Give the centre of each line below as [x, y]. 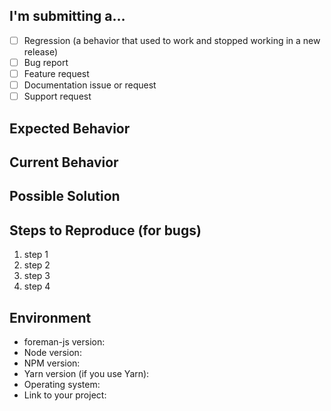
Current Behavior [64, 162]
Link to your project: [65, 395]
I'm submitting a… [67, 16]
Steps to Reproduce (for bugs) [105, 230]
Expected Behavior [70, 128]
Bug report [46, 62]
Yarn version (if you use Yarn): [86, 373]
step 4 [37, 286]
